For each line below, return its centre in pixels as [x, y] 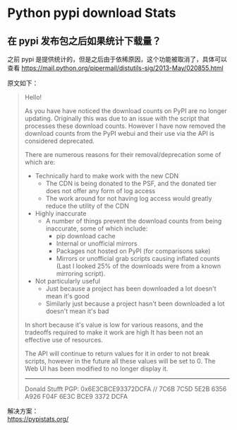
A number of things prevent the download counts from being [134, 221]
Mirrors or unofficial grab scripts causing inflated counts [138, 258]
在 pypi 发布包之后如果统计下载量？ [84, 41]
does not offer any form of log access [101, 191]
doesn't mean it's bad [77, 311]
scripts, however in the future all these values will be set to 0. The [120, 361]
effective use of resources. [64, 340]
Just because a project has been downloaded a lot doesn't [131, 289]
